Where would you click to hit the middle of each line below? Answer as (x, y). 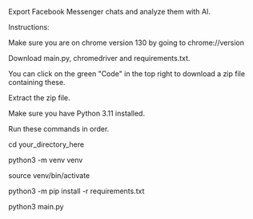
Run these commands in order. (59, 129)
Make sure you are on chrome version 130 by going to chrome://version (126, 43)
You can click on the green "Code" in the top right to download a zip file (127, 74)
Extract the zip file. (39, 98)
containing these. (37, 82)
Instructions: (29, 27)
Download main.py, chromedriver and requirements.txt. (99, 58)
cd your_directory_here (46, 144)
